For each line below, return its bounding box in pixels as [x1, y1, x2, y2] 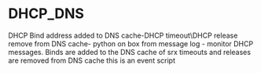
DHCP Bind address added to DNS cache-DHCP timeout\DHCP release [8, 31, 238, 40]
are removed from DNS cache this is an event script [8, 56, 175, 65]
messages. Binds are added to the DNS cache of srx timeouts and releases [8, 47, 252, 57]
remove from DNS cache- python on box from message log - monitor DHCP [8, 38, 254, 48]
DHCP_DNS [8, 5, 85, 23]
